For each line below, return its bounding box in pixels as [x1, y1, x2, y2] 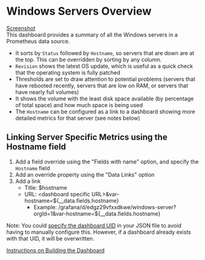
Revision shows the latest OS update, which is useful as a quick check [15, 62, 193, 70]
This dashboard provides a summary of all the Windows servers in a [6, 31, 178, 38]
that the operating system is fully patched [15, 69, 121, 76]
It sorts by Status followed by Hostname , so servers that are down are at [15, 49, 195, 56]
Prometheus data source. [6, 37, 70, 45]
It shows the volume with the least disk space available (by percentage [15, 95, 194, 102]
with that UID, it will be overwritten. [6, 234, 95, 242]
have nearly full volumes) [15, 88, 80, 95]
